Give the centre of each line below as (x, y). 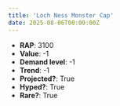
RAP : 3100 (36, 45)
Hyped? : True (42, 86)
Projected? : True (47, 79)
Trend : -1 (34, 70)
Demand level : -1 (47, 62)
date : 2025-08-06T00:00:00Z (54, 23)
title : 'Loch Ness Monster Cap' (61, 15)
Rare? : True (38, 95)
